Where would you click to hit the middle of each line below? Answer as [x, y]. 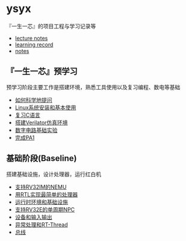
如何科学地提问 [33, 100]
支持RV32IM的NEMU [41, 187]
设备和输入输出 [33, 217]
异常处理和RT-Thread [41, 224]
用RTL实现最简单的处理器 [46, 194]
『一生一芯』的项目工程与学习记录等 [51, 26]
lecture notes [31, 38]
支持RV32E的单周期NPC [45, 209]
